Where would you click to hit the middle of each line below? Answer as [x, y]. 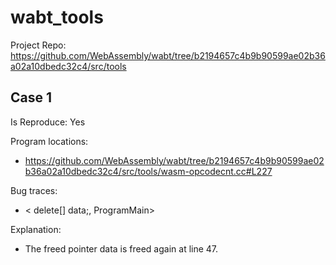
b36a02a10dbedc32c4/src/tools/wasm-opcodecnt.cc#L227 [148, 171]
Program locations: [49, 141]
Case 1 [31, 97]
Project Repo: [38, 45]
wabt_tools [57, 17]
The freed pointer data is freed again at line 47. [121, 248]
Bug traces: [34, 190]
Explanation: [36, 229]
